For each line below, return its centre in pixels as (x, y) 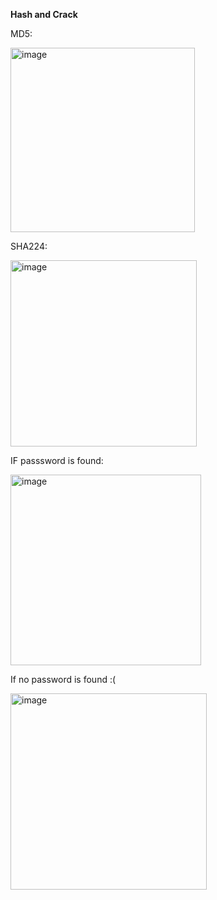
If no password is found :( (63, 679)
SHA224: (29, 246)
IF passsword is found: (57, 460)
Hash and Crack (44, 14)
